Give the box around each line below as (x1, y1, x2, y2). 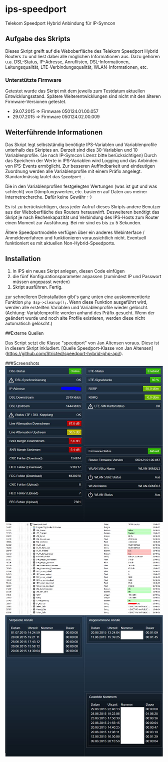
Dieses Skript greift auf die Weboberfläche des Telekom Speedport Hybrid (5, 48, 158, 54)
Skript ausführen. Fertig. (12, 284, 63, 290)
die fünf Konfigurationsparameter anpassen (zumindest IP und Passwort (12, 273, 161, 279)
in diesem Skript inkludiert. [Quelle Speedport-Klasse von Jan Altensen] (5, 345, 153, 351)
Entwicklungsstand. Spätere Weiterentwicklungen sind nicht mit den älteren (5, 93, 161, 99)
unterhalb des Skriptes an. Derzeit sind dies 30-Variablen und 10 (5, 147, 138, 153)
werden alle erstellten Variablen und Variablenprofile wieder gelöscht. (5, 304, 148, 310)
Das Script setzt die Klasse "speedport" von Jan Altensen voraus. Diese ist (5, 340, 159, 346)
